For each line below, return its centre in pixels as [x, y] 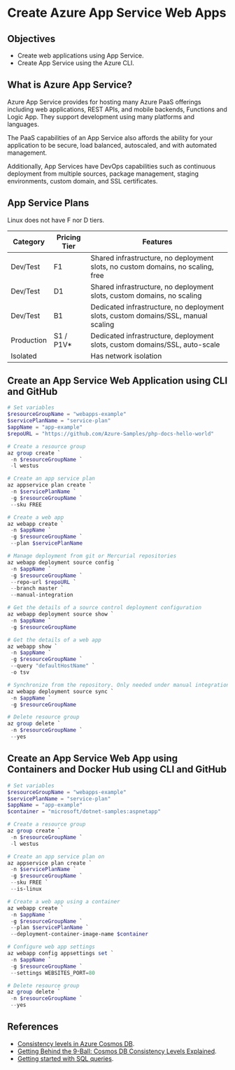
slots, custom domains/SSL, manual [149, 315]
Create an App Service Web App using [93, 759]
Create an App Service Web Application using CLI [117, 381]
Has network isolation [126, 356]
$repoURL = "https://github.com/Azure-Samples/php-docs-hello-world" [111, 433]
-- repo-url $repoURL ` [43, 582]
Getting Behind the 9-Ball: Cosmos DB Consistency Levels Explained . [117, 1051]
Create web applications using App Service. [81, 55]
